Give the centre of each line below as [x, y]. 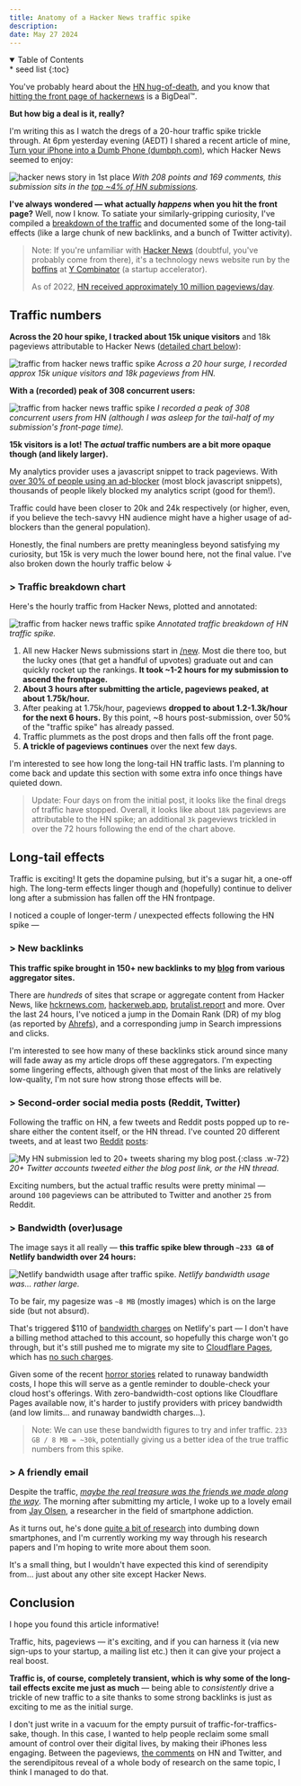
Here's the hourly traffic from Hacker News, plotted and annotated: [133, 607]
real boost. [29, 1661]
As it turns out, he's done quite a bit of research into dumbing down [134, 1528]
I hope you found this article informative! [84, 1624]
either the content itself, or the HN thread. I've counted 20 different [156, 1131]
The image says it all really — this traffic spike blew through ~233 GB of [142, 1248]
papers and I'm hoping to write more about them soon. [110, 1548]
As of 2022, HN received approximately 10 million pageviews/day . [153, 287]
